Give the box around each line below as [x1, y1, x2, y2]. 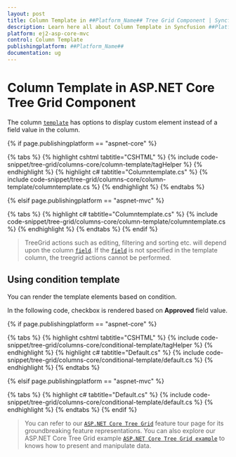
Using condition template [7, 273, 120, 285]
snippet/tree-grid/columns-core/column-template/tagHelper [7, 160, 182, 169]
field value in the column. [7, 125, 81, 134]
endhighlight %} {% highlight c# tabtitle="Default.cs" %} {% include [7, 348, 205, 356]
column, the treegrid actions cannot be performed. [24, 253, 172, 262]
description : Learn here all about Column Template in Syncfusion [7, 23, 206, 30]
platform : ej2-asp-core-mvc [7, 30, 90, 37]
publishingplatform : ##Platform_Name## [7, 43, 124, 50]
